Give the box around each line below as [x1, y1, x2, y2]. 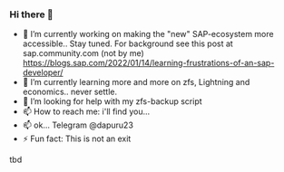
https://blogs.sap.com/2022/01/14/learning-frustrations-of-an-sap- [22, 58, 275, 69]
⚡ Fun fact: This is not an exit [22, 133, 132, 144]
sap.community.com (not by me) [22, 48, 145, 59]
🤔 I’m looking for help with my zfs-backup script [22, 96, 202, 107]
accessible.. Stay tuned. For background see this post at [22, 38, 233, 49]
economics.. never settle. [22, 86, 118, 98]
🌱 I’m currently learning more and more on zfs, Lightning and [22, 77, 250, 88]
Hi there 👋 [9, 8, 54, 21]
